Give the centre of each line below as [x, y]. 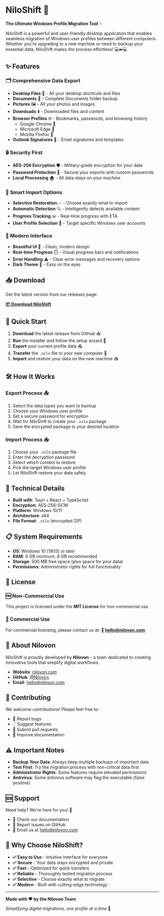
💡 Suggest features [32, 724]
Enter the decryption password [44, 457]
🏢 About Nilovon [31, 646]
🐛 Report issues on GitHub [39, 824]
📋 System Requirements [44, 537]
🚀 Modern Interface [29, 236]
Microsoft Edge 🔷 [37, 129]
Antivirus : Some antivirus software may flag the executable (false [79, 777]
